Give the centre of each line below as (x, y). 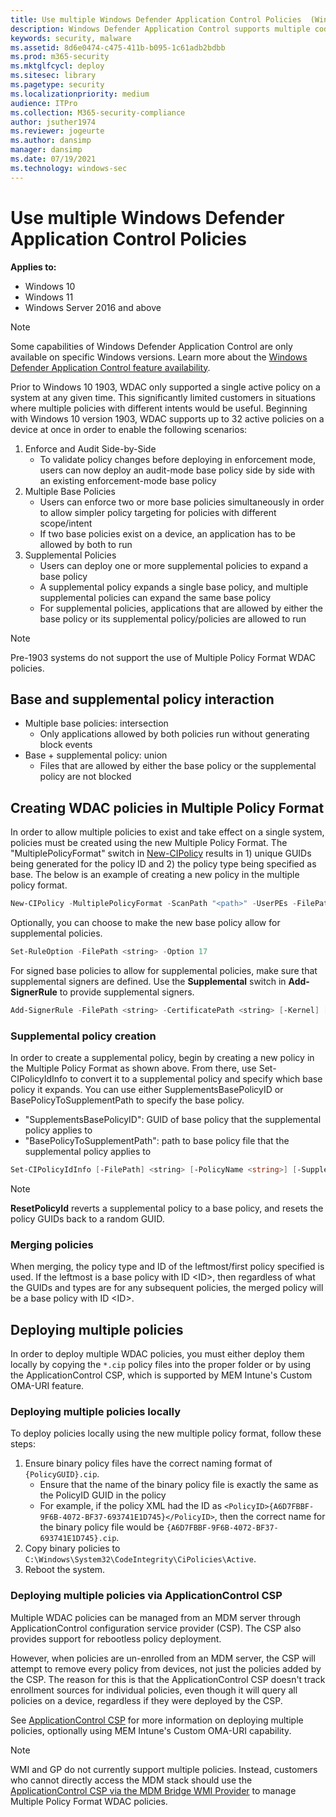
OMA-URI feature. (47, 1386)
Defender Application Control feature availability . (110, 367)
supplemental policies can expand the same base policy (155, 597)
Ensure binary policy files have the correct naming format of (148, 1463)
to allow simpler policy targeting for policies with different (158, 512)
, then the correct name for (270, 1517)
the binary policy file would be (102, 1527)
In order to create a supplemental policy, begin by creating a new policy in (162, 1058)
